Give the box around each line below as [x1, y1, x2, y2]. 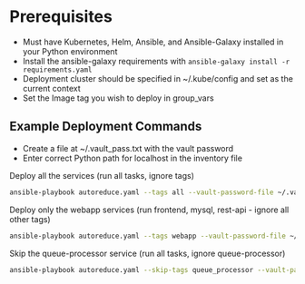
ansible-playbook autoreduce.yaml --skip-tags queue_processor [9, 265, 254, 274]
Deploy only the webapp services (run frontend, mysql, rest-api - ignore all [9, 204, 290, 215]
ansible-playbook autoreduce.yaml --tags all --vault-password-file [9, 188, 274, 197]
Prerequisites [9, 6, 113, 27]
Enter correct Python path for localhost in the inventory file [22, 152, 243, 163]
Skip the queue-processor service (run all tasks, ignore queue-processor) [9, 248, 286, 259]
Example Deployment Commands [9, 119, 202, 134]
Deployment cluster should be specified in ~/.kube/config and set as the [22, 73, 293, 83]
